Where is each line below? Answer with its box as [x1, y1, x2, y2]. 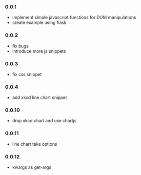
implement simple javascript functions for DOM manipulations [12, 15, 137, 20]
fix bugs [12, 43, 29, 49]
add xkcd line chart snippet [12, 95, 67, 100]
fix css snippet [12, 71, 42, 77]
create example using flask [12, 19, 67, 25]
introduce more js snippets [12, 48, 66, 54]
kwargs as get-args [12, 164, 52, 170]
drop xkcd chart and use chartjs [12, 118, 77, 124]
